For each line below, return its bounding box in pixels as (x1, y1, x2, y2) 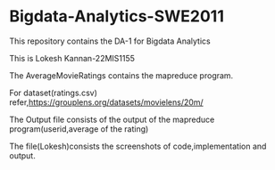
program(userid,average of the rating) (9, 123, 149, 134)
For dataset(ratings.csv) (9, 87, 98, 98)
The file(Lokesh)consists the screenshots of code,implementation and (9, 141, 267, 151)
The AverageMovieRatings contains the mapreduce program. (9, 69, 234, 81)
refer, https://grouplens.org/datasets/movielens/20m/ (9, 96, 204, 108)
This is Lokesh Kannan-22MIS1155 (9, 53, 136, 63)
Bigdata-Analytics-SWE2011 (9, 6, 225, 27)
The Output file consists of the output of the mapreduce (9, 114, 215, 125)
